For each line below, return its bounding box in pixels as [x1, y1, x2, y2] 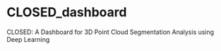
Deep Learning [6, 35, 50, 43]
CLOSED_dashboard [6, 4, 127, 21]
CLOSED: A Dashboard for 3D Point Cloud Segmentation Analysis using [6, 28, 215, 36]
